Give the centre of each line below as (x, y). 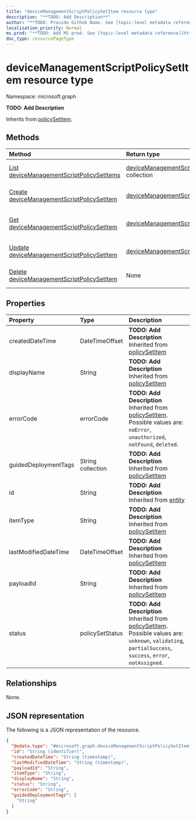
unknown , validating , (157, 641)
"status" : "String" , (36, 784)
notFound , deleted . (154, 444)
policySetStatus (101, 633)
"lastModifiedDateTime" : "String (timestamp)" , (70, 763)
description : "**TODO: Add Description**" (58, 17)
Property (22, 320)
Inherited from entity (157, 500)
